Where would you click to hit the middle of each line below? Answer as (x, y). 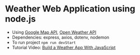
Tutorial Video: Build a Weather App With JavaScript (64, 47)
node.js (21, 19)
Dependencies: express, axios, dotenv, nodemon (61, 37)
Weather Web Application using (70, 9)
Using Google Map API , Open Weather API (54, 32)
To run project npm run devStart (44, 42)
